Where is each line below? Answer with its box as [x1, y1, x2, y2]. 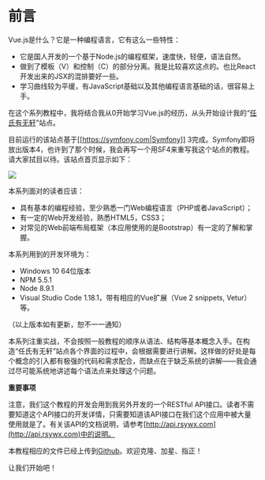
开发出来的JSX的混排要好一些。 [19, 71, 124, 81]
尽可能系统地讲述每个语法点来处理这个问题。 [14, 365, 160, 376]
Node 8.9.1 [19, 283, 54, 293]
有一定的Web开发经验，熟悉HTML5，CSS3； [19, 213, 167, 222]
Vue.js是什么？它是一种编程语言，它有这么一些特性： [8, 35, 181, 44]
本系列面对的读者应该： [8, 186, 84, 195]
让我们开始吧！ [8, 463, 57, 472]
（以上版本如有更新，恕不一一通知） [8, 319, 126, 329]
